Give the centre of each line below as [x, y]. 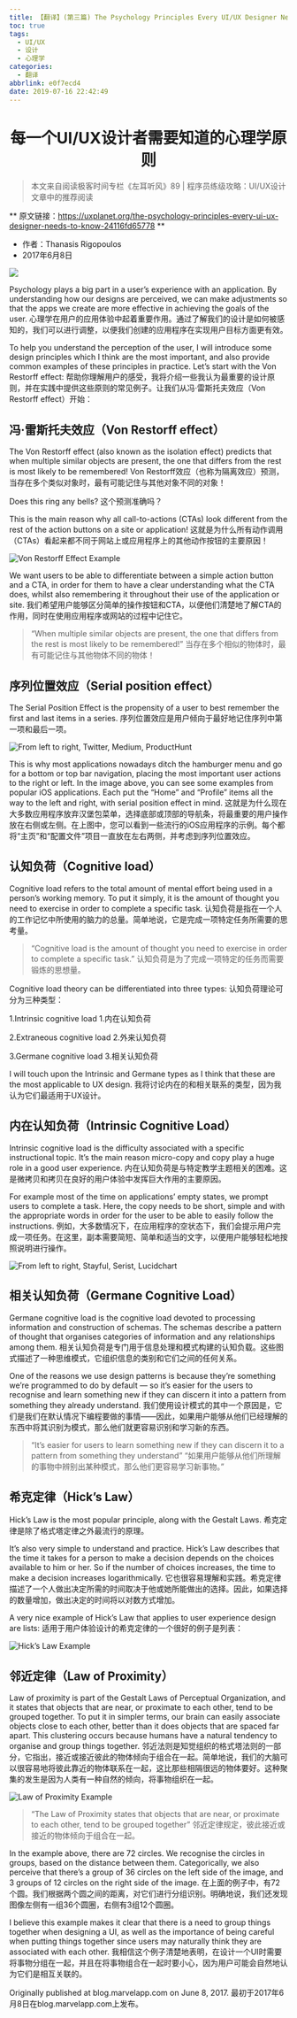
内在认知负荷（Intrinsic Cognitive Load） [123, 1126]
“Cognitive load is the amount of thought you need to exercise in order [159, 948]
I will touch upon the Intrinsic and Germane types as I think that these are [142, 1074]
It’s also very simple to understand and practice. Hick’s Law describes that [145, 1549]
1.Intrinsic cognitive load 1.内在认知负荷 [80, 1018]
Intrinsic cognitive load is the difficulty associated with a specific [127, 1148]
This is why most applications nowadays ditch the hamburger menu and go [146, 764]
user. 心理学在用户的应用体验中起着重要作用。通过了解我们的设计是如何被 [143, 319]
